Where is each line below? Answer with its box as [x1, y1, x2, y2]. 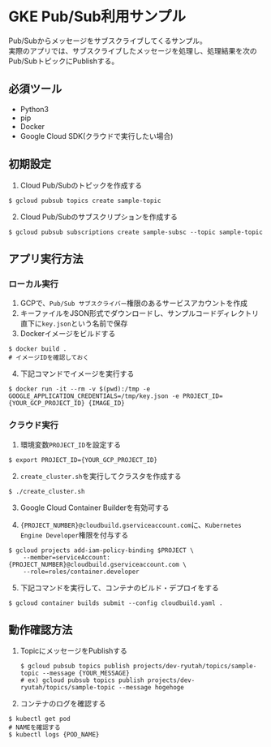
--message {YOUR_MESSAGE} [41, 669, 130, 678]
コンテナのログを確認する [19, 699, 106, 709]
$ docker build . [8, 345, 67, 353]
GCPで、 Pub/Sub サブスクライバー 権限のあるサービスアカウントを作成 [19, 298, 248, 309]
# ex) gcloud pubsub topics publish [19, 676, 144, 684]
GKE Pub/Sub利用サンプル [8, 7, 187, 26]
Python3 [19, 104, 49, 114]
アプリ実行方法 [8, 252, 84, 266]
